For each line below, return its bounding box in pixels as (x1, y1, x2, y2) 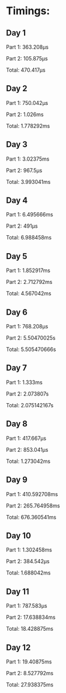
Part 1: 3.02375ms (6, 155, 50, 162)
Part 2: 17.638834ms (6, 614, 55, 621)
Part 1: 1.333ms (6, 378, 43, 386)
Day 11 (6, 586, 29, 596)
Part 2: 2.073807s (6, 390, 49, 397)
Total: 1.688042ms (6, 569, 51, 576)
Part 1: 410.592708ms (6, 490, 58, 497)
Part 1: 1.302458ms (6, 547, 53, 554)
